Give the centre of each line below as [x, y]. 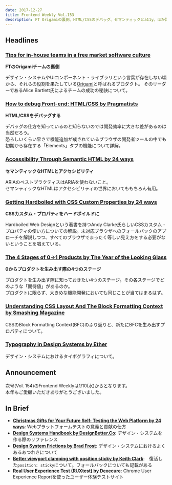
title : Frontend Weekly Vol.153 [40, 15]
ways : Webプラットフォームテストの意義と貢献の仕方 [69, 427]
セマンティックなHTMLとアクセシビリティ [50, 171]
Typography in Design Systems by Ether [56, 344]
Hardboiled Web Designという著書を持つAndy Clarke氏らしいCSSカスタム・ [86, 224]
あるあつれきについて [35, 452]
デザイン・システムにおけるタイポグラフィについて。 [61, 356]
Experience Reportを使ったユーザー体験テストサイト [68, 477]
